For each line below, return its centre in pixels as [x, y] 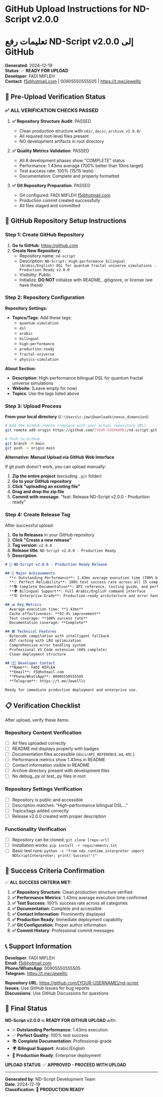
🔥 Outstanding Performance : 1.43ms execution [60, 1030]
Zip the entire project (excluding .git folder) [57, 476]
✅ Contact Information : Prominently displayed [58, 914]
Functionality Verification [36, 829]
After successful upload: [30, 525]
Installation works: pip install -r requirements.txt [65, 845]
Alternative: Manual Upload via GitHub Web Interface [60, 457]
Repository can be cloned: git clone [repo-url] [61, 840]
